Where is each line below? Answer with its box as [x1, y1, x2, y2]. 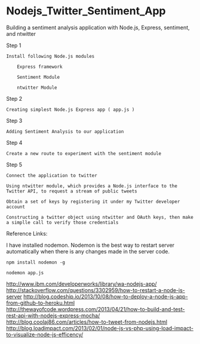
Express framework [17, 64, 63, 70]
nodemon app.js [6, 269, 44, 275]
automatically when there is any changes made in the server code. [6, 247, 170, 255]
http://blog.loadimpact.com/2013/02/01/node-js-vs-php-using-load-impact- [6, 324, 194, 331]
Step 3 [6, 117, 23, 124]
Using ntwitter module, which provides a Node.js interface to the [6, 183, 178, 189]
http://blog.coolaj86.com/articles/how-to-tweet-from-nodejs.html [6, 318, 168, 326]
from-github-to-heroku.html [6, 299, 75, 306]
